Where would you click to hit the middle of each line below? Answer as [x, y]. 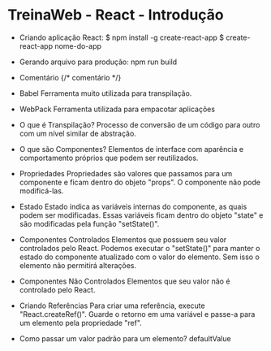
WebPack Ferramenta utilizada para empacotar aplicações [117, 109]
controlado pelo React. [57, 289]
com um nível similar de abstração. [78, 133]
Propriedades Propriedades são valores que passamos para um [126, 173]
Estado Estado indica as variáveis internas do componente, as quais [133, 206]
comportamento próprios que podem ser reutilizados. [109, 158]
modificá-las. [41, 191]
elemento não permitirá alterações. [78, 265]
